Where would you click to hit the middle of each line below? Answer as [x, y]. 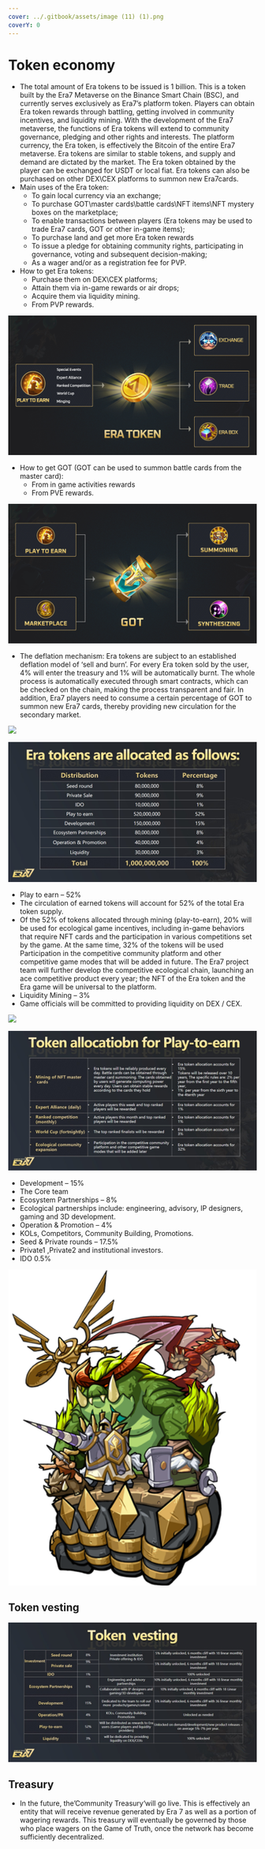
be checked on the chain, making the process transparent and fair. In [132, 689]
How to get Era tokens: [57, 271]
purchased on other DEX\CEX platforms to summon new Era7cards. [129, 179]
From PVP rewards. [63, 304]
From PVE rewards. [63, 493]
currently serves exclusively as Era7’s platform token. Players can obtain [137, 103]
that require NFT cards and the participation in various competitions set [136, 936]
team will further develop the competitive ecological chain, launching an [136, 969]
